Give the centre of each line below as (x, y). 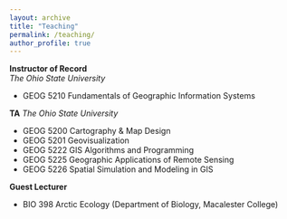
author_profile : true (50, 43)
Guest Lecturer (38, 187)
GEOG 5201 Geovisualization (76, 140)
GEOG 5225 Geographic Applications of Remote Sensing (128, 160)
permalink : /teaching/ (52, 34)
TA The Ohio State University (64, 113)
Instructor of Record (48, 69)
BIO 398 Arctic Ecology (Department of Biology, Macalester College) (150, 205)
